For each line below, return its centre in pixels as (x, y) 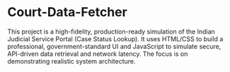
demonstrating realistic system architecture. (71, 61)
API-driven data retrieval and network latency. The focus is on (98, 54)
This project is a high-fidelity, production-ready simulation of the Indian (111, 31)
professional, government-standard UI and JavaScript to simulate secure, (114, 46)
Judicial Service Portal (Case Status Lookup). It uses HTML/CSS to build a (115, 38)
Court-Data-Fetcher (67, 12)
